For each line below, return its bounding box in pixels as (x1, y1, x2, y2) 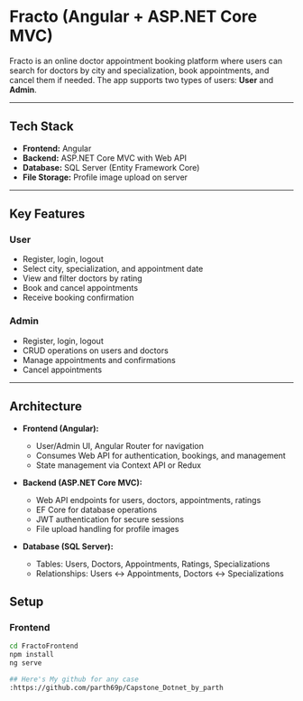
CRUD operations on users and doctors (22, 345, 169, 356)
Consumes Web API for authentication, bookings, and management (35, 450, 286, 461)
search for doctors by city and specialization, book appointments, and (9, 65, 270, 76)
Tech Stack (9, 119, 74, 135)
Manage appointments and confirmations (22, 354, 176, 365)
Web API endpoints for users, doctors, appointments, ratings (35, 494, 262, 505)
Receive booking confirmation (22, 292, 134, 304)
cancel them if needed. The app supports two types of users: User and (9, 74, 274, 85)
